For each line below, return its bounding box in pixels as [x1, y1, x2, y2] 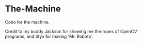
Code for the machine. [5, 19, 50, 25]
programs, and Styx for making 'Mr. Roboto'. [5, 33, 94, 39]
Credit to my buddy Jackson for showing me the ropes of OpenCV [5, 28, 137, 34]
